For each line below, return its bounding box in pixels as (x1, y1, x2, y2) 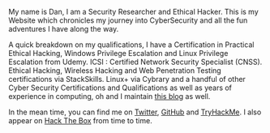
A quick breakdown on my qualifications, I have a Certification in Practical (8, 40, 255, 49)
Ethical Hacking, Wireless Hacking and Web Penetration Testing (8, 66, 221, 75)
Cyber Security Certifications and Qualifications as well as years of (8, 83, 233, 92)
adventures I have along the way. (8, 24, 119, 33)
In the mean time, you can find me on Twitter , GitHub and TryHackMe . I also (8, 107, 262, 117)
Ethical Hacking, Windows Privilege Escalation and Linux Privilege (8, 49, 229, 58)
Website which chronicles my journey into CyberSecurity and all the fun (8, 15, 248, 25)
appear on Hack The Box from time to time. (8, 116, 152, 125)
